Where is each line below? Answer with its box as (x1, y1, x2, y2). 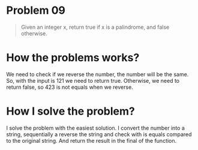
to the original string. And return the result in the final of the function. (6, 137, 177, 144)
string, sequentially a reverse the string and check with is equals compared (6, 130, 192, 138)
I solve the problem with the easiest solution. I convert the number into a (6, 124, 185, 131)
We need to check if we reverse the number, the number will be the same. (6, 70, 189, 78)
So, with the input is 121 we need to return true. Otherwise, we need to (6, 77, 180, 84)
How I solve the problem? (6, 104, 135, 118)
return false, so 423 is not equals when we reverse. (6, 83, 133, 91)
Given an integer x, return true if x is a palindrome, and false (20, 23, 170, 31)
